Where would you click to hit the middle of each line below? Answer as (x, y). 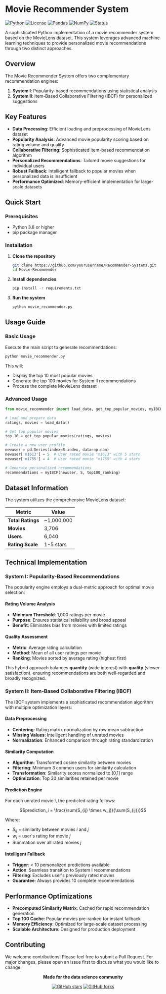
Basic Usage (21, 337)
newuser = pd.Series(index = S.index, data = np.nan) (57, 450)
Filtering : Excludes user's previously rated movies (63, 876)
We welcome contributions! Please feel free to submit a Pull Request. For (79, 957)
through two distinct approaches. (39, 48)
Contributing (25, 945)
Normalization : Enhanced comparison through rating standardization (83, 740)
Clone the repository (34, 256)
